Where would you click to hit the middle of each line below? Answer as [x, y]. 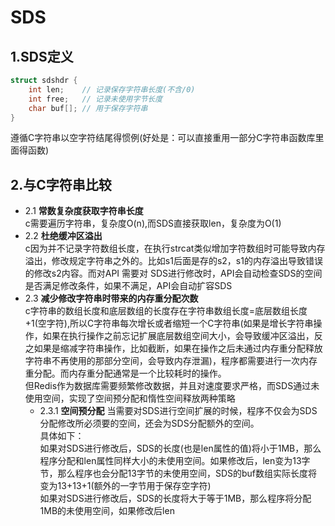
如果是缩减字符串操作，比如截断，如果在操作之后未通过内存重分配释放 [178, 348]
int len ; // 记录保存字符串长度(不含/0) [112, 89]
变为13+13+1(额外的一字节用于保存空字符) [125, 486]
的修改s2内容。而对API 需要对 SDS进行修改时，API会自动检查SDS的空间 [173, 273]
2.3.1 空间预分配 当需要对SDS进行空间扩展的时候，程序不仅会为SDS [178, 411]
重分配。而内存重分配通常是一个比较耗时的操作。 [125, 373]
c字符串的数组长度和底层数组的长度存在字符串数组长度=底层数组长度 [166, 311]
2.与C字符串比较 [61, 184]
